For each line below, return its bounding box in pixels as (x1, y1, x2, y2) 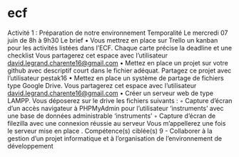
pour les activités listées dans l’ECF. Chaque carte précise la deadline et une (7, 43, 233, 52)
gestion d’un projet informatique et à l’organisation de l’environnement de (7, 134, 223, 143)
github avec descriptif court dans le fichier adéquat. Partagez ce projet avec (7, 66, 232, 75)
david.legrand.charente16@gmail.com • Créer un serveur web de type (7, 89, 214, 97)
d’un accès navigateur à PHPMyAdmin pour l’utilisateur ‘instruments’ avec (7, 104, 224, 112)
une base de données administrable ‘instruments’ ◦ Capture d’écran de (7, 112, 216, 120)
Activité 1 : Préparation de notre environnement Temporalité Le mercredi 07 (7, 28, 228, 37)
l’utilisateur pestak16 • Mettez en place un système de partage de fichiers (7, 73, 224, 82)
